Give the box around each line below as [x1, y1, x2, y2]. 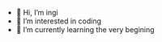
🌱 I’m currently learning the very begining [15, 25, 156, 34]
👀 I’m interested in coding [15, 16, 102, 26]
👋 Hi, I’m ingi [15, 8, 58, 17]
